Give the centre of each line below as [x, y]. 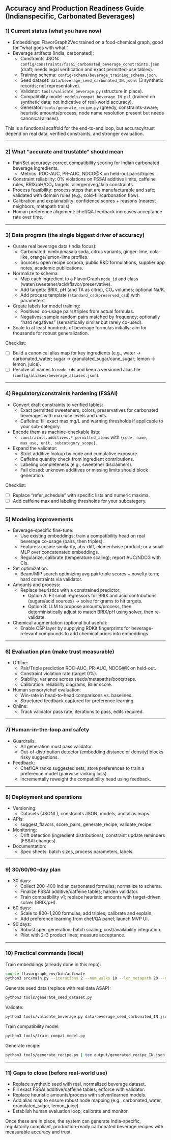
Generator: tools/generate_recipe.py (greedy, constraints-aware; [89, 107]
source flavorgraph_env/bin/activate [45, 974]
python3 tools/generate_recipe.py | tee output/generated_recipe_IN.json [85, 1055]
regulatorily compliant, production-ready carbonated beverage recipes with [84, 1127]
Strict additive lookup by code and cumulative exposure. [79, 453]
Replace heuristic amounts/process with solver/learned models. [79, 1095]
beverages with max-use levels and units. [64, 415]
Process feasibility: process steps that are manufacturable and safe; [84, 190]
